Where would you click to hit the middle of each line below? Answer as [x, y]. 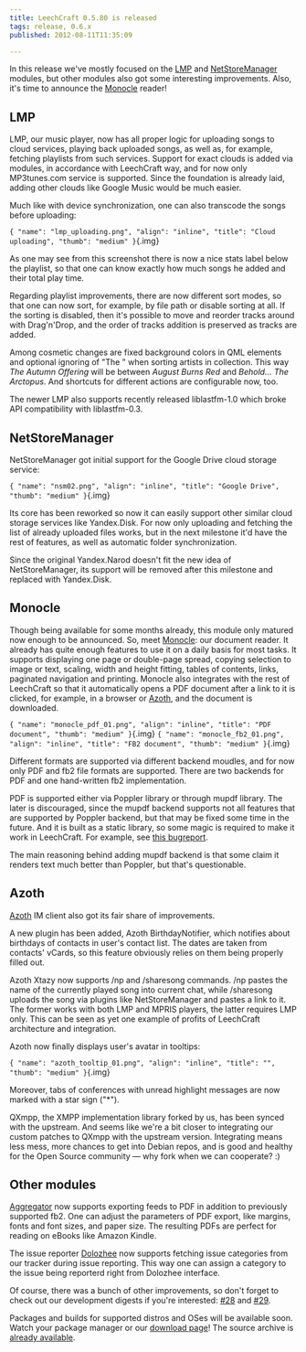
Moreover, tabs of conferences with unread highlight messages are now [145, 1089]
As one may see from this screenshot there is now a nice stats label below [149, 259]
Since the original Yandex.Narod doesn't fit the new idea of [121, 560]
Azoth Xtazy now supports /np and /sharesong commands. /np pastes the [148, 980]
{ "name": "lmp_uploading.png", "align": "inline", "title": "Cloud [142, 232]
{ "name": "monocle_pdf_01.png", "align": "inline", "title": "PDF [141, 724]
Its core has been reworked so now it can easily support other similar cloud [151, 513]
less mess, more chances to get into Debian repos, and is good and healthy [151, 1146]
